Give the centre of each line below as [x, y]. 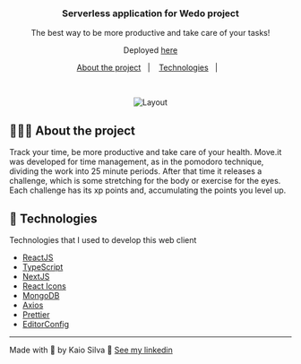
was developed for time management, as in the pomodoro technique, [137, 162]
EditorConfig [46, 324]
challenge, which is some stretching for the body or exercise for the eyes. [145, 181]
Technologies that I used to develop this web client [103, 239]
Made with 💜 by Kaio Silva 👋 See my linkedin [91, 350]
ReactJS [38, 257]
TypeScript [43, 266]
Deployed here [150, 50]
